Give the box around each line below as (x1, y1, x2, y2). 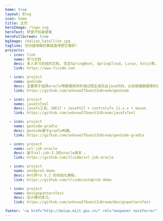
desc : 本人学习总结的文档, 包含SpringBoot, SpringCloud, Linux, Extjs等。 (14, 61, 159, 66)
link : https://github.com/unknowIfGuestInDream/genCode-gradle (14, 133, 145, 137)
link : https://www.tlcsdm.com (14, 66, 75, 71)
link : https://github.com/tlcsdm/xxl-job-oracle (14, 155, 114, 160)
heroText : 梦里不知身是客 (5, 30, 52, 34)
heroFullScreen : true (5, 34, 49, 39)
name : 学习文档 (14, 57, 42, 62)
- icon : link (9, 52, 36, 57)
